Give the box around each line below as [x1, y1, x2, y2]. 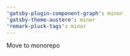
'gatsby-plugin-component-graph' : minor [6, 10, 124, 17]
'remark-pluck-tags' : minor [6, 23, 87, 29]
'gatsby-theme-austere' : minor [6, 16, 96, 23]
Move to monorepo [6, 42, 60, 50]
